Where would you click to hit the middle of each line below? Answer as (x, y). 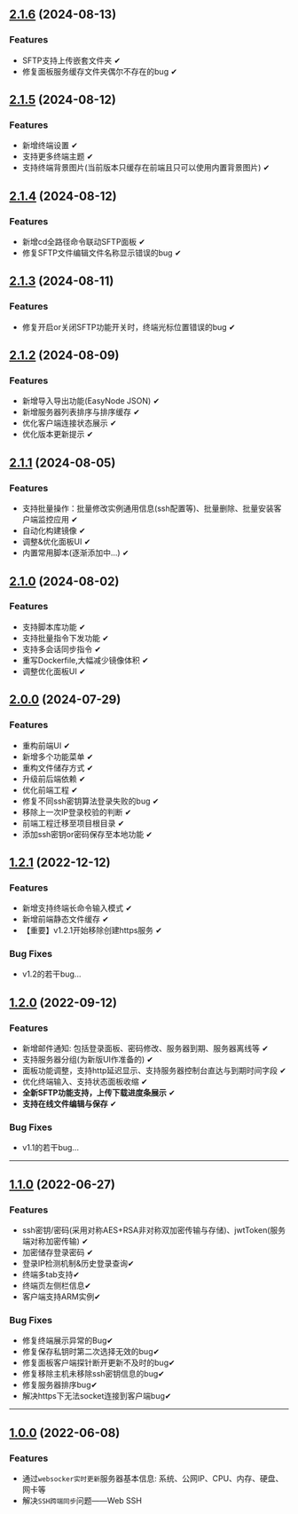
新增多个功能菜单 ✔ (58, 757)
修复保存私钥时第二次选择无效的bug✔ (90, 1352)
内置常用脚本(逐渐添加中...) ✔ (75, 553)
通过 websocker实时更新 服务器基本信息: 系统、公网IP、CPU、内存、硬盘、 (153, 1479)
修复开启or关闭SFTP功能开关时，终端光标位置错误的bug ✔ (129, 326)
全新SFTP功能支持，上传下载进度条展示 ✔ (98, 1093)
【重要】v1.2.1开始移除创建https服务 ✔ (92, 930)
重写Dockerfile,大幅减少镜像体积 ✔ (85, 660)
